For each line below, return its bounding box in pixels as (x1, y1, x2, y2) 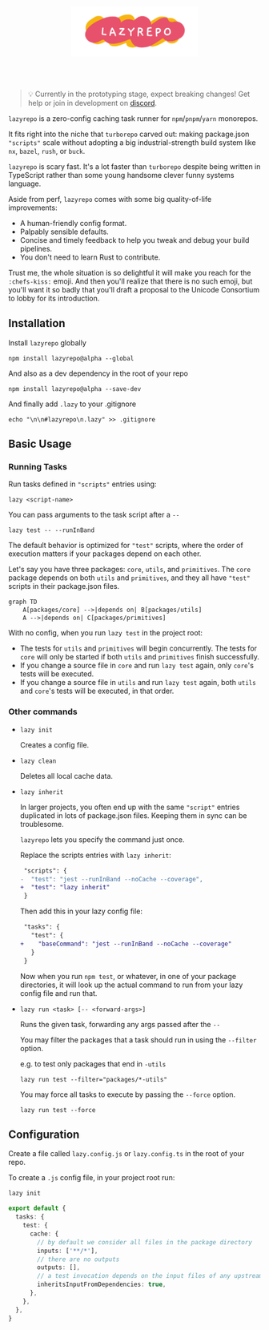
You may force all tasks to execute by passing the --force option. (19, 1090, 236, 1099)
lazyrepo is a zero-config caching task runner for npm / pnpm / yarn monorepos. (8, 113, 259, 123)
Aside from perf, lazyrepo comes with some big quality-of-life (8, 194, 212, 204)
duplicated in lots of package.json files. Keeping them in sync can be (19, 810, 247, 820)
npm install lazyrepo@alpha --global (8, 354, 134, 362)
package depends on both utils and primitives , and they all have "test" (8, 573, 251, 582)
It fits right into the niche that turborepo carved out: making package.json (8, 129, 250, 139)
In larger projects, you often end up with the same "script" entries (19, 802, 240, 812)
